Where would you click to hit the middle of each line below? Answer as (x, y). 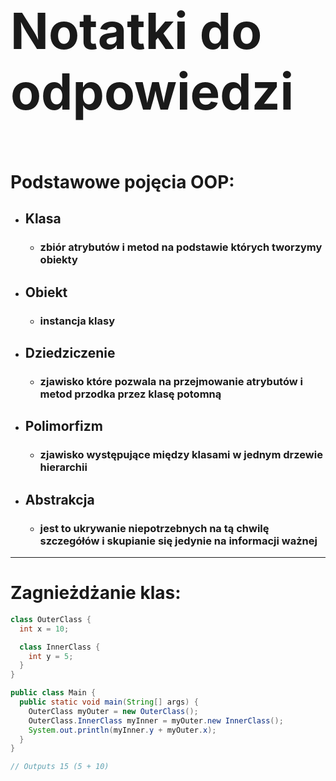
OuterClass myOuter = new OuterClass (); (113, 711)
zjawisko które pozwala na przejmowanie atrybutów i (171, 381)
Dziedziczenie (70, 353)
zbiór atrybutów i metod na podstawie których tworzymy (181, 247)
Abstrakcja (59, 499)
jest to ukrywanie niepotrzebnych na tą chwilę (154, 528)
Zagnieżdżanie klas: (96, 593)
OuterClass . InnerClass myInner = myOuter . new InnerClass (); (156, 720)
